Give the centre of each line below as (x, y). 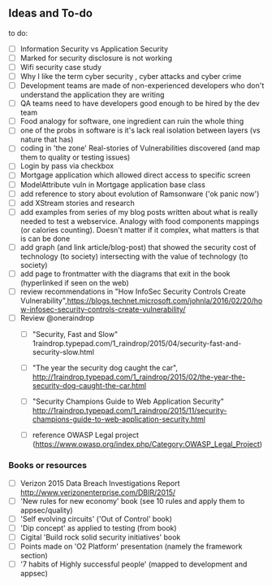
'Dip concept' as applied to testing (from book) (98, 527)
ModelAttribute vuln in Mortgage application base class (112, 184)
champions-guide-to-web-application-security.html (119, 419)
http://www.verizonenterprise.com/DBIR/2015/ (98, 492)
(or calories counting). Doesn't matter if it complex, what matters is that (140, 230)
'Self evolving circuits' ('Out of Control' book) (96, 518)
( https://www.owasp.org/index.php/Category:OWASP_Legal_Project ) (147, 444)
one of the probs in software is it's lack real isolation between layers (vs (140, 130)
